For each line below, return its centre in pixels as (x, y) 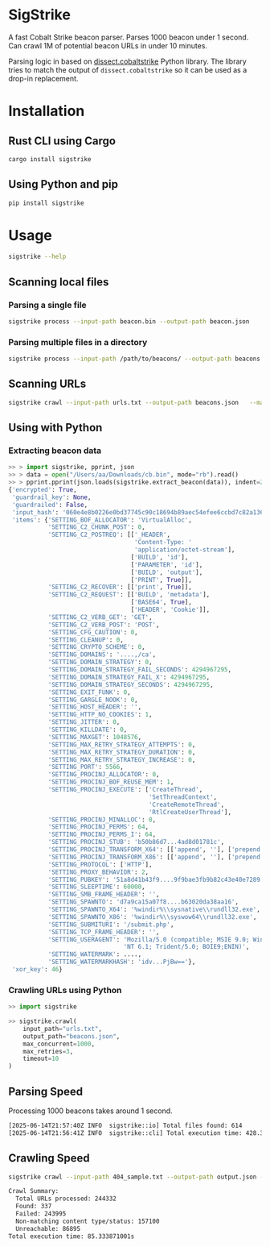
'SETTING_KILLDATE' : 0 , (88, 730)
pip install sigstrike (46, 203)
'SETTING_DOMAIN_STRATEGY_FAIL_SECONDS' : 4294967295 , (139, 670)
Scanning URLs (47, 384)
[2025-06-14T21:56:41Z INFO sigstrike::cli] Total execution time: (125, 1133)
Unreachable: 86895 (48, 1228)
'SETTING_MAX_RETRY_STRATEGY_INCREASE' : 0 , (122, 759)
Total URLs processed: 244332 (66, 1199)
